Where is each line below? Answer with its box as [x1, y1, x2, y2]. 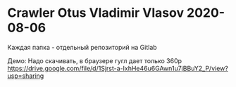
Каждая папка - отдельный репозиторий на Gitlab [7, 43, 157, 51]
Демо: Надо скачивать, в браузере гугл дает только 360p [7, 56, 182, 65]
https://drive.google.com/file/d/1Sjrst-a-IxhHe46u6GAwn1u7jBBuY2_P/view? [7, 64, 229, 72]
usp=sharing [7, 72, 44, 80]
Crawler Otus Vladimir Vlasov [7, 5, 185, 21]
